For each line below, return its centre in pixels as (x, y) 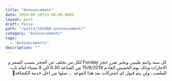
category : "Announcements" (34, 33)
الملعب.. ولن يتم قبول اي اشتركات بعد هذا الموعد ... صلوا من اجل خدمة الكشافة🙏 (89, 73)
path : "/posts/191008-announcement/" (46, 29)
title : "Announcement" (29, 10)
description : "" (23, 48)
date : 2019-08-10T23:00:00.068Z (40, 15)
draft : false (19, 24)
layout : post (19, 19)
